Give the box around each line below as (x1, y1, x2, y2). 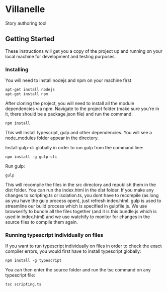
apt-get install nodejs (5, 87, 55, 92)
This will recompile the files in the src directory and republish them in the (5, 182, 156, 188)
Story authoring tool (5, 20, 47, 26)
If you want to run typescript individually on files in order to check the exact (5, 243, 162, 249)
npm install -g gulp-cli (5, 154, 57, 159)
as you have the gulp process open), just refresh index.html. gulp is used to (5, 198, 161, 204)
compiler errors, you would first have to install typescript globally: (5, 248, 141, 254)
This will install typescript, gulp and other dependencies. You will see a (5, 130, 152, 136)
